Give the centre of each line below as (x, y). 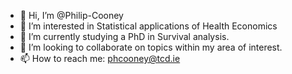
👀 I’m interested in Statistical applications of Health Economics (148, 26)
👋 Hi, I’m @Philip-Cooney (71, 15)
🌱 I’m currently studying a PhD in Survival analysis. (124, 36)
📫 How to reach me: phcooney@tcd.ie (100, 58)
